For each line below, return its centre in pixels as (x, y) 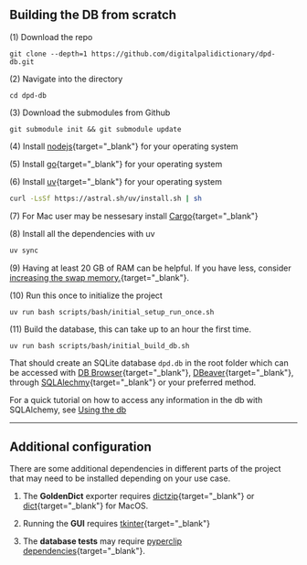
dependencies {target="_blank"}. (84, 551)
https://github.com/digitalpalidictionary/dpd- (183, 54)
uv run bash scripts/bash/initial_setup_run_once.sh (112, 312)
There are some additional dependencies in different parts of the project (145, 469)
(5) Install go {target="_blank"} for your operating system (116, 164)
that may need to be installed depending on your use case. (120, 478)
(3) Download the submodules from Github (90, 112)
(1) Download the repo (51, 37)
